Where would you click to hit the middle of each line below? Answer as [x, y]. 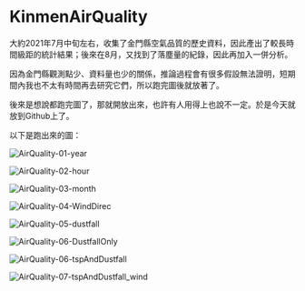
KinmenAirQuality [79, 17]
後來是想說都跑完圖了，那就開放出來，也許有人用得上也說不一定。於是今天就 [152, 104]
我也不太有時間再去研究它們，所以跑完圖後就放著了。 [124, 85]
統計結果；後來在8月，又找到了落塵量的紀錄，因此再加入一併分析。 [167, 54]
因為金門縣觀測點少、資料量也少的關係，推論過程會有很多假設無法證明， [144, 74]
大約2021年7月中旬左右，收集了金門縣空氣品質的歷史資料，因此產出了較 [144, 43]
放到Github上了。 [42, 115]
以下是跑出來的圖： [45, 135]
